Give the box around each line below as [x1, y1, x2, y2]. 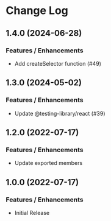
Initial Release [14, 209, 50, 216]
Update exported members [14, 160, 83, 167]
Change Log [5, 4, 68, 18]
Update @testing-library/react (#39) [14, 110, 106, 117]
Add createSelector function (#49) [14, 60, 102, 67]
